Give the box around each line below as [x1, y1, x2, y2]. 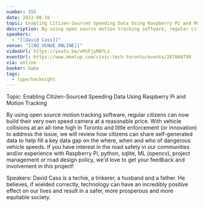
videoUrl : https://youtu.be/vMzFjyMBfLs [6, 48, 110, 54]
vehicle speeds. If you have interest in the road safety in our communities [6, 143, 190, 151]
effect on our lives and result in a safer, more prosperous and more [6, 187, 174, 194]
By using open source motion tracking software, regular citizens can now [6, 111, 189, 119]
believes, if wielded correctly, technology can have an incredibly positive [6, 181, 188, 188]
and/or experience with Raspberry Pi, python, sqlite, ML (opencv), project [6, 149, 190, 157]
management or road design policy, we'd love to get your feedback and [6, 156, 185, 163]
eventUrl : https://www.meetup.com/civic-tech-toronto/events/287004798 [6, 54, 191, 60]
